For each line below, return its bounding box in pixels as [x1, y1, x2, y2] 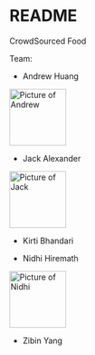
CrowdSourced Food [9, 35, 87, 46]
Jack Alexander [22, 153, 81, 163]
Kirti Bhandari [22, 235, 74, 246]
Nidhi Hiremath [22, 252, 79, 263]
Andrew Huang [22, 70, 80, 82]
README [9, 5, 78, 26]
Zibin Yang [22, 335, 63, 346]
